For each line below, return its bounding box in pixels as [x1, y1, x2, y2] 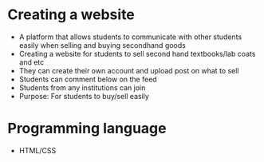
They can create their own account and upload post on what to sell [18, 65, 239, 75]
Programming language [7, 120, 167, 137]
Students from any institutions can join [18, 82, 146, 93]
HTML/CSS [18, 145, 57, 155]
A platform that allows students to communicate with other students [18, 32, 242, 41]
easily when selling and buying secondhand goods [18, 40, 187, 49]
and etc [18, 57, 45, 67]
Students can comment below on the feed [18, 74, 157, 84]
